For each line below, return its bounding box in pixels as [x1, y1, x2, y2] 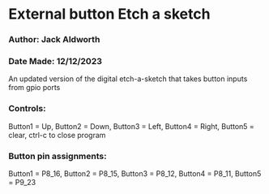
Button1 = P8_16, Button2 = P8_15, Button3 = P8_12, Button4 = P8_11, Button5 [8, 169, 262, 179]
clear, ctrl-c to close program [8, 130, 106, 140]
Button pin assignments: [8, 150, 107, 162]
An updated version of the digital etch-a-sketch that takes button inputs [8, 74, 248, 84]
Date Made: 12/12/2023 [8, 56, 103, 67]
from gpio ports [8, 83, 61, 93]
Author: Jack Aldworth [8, 34, 100, 45]
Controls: [8, 103, 46, 114]
